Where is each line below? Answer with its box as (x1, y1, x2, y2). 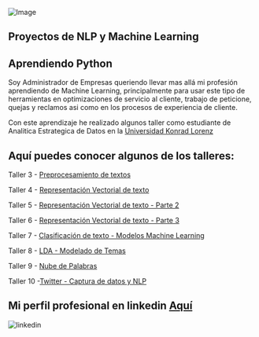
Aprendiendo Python (8, 57, 113, 70)
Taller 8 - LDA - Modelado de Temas (8, 246, 126, 255)
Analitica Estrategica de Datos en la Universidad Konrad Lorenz (8, 126, 214, 136)
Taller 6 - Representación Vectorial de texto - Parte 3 (8, 216, 179, 225)
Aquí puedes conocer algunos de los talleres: (8, 149, 235, 163)
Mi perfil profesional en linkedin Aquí (8, 299, 193, 313)
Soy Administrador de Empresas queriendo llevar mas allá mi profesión (8, 78, 238, 87)
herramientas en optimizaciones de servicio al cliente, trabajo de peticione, (8, 94, 252, 104)
